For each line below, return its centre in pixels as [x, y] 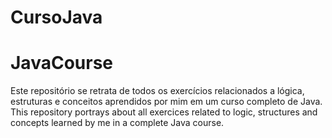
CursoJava [56, 17]
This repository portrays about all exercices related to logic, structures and [164, 112]
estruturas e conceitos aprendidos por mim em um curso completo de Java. [166, 102]
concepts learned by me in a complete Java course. [117, 123]
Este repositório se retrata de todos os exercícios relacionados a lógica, [157, 91]
